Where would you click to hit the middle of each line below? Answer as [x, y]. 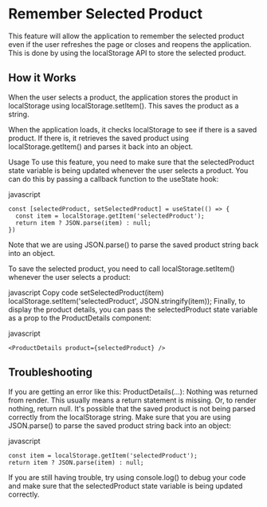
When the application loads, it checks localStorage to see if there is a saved [133, 129]
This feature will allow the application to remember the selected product [126, 36]
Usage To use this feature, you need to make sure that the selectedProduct [132, 162]
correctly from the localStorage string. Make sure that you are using [120, 417]
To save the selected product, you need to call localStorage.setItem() [122, 269]
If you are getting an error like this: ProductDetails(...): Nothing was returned [133, 391]
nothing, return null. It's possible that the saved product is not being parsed [132, 408]
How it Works [42, 78]
